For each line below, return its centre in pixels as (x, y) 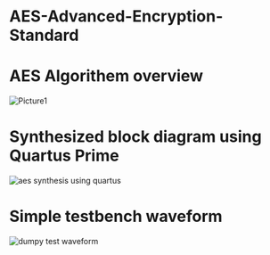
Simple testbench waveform (116, 217)
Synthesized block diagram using (135, 137)
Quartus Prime (64, 156)
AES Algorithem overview (106, 76)
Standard (44, 35)
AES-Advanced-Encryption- (116, 16)
